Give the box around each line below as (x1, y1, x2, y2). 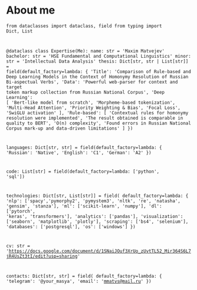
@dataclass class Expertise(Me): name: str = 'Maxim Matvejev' (6, 48, 165, 54)
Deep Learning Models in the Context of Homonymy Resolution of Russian (6, 74, 189, 80)
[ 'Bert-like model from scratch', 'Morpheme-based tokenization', (6, 100, 176, 106)
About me (6, 4, 55, 17)
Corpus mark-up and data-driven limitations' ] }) (6, 125, 133, 131)
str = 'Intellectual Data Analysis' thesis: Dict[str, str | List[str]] (6, 58, 189, 64)
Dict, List (6, 28, 33, 34)
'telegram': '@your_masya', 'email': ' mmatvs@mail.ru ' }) (6, 278, 152, 284)
